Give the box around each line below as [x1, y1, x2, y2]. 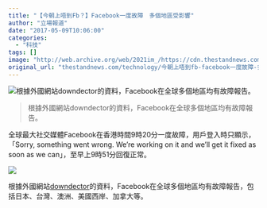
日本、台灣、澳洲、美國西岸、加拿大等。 [14, 191, 148, 201]
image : [8, 56, 30, 64]
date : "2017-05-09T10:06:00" [8, 26, 105, 34]
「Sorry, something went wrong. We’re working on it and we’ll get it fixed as [8, 140, 257, 149]
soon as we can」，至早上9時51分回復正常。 [8, 149, 151, 159]
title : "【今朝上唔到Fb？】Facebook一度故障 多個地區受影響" [8, 11, 195, 20]
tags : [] [8, 48, 37, 56]
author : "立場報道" [8, 19, 68, 27]
